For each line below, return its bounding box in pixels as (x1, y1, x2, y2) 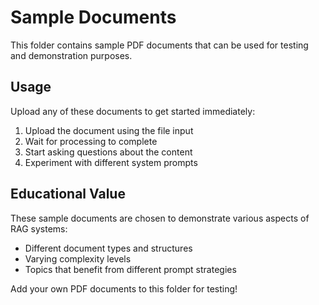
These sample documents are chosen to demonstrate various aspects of (10, 212, 310, 224)
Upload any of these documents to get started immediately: (10, 105, 256, 117)
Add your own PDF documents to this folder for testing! (10, 282, 238, 295)
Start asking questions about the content (24, 146, 193, 158)
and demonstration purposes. (10, 49, 133, 61)
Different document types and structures (24, 242, 193, 254)
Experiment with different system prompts (24, 156, 198, 168)
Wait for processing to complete (24, 135, 158, 147)
